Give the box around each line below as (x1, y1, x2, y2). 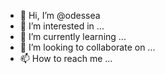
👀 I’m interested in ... (19, 20, 105, 32)
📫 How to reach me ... (19, 53, 113, 64)
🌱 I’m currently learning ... (19, 31, 127, 42)
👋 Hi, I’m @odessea (19, 10, 101, 21)
